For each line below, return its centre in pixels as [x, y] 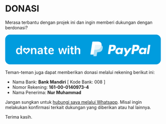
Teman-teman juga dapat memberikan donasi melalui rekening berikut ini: [80, 72]
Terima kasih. [19, 117]
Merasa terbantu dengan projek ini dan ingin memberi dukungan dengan [79, 22]
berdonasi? [17, 27]
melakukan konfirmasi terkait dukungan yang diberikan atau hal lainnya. [78, 107]
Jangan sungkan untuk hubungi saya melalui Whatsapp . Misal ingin [74, 102]
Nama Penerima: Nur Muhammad [47, 92]
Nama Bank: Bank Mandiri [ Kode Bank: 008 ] [59, 82]
